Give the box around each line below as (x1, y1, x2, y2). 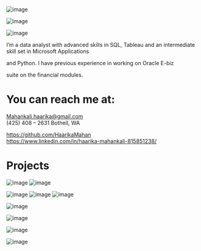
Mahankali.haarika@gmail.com (6, 113, 83, 120)
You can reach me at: (6, 93, 115, 107)
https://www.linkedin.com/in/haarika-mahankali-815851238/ (6, 137, 157, 144)
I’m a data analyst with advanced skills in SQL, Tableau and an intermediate (6, 41, 196, 48)
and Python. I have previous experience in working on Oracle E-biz (6, 60, 174, 66)
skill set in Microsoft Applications (6, 48, 90, 55)
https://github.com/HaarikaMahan (6, 131, 91, 138)
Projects (6, 159, 50, 173)
